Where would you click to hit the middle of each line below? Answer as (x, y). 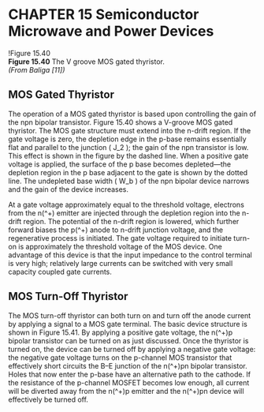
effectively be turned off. (48, 399)
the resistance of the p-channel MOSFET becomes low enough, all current (129, 382)
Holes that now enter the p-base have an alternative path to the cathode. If (130, 374)
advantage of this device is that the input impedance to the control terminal (130, 255)
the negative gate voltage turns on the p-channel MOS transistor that (120, 358)
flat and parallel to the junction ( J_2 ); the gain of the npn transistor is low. (128, 147)
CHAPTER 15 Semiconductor (104, 15)
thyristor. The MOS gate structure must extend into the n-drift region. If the (130, 130)
